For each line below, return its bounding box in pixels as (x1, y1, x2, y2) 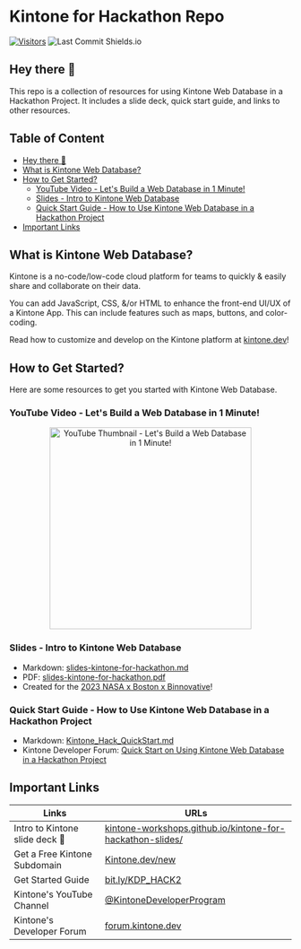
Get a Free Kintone (13, 848, 92, 860)
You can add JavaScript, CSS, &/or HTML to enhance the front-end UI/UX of (9, 298, 291, 309)
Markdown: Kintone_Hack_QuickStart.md (21, 736, 175, 746)
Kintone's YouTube (13, 888, 93, 901)
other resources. (9, 105, 71, 116)
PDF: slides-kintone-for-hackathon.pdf (21, 671, 166, 683)
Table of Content (9, 131, 105, 146)
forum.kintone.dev (104, 919, 182, 932)
